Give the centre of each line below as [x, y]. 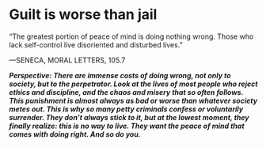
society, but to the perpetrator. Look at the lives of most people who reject [133, 84]
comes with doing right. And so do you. [75, 134]
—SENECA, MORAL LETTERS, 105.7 [67, 60]
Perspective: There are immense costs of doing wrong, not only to [120, 75]
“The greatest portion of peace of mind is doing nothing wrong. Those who [131, 36]
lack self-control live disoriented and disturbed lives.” [96, 44]
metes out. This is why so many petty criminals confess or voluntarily [126, 109]
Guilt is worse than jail [83, 15]
